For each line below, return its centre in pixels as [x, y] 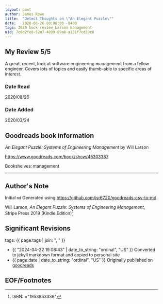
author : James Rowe [25, 14]
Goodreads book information [49, 135]
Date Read [17, 87]
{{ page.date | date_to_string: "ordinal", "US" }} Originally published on [82, 260]
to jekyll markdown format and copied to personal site [66, 255]
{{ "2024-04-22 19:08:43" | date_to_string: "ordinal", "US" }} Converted [84, 250]
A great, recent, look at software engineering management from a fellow [77, 63]
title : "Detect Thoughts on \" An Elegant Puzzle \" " [59, 18]
